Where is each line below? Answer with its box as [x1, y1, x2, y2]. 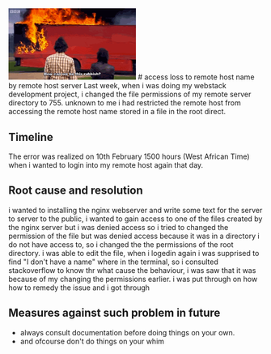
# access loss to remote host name [137, 72, 255, 82]
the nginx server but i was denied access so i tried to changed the [8, 222, 229, 232]
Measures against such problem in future [8, 306, 221, 320]
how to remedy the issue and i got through [8, 283, 150, 292]
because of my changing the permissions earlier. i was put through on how [8, 274, 258, 284]
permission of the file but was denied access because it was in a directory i [8, 231, 260, 241]
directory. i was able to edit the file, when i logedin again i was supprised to [8, 248, 260, 258]
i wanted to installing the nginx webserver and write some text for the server [8, 205, 263, 215]
